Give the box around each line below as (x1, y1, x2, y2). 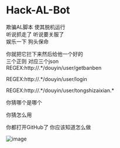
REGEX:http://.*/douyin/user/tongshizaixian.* (6, 87, 114, 94)
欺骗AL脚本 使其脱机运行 (6, 23, 66, 30)
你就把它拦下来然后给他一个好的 (6, 50, 83, 57)
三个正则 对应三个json (6, 58, 59, 65)
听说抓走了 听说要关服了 (6, 30, 64, 38)
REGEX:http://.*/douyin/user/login (6, 75, 88, 82)
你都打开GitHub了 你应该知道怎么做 (6, 124, 91, 131)
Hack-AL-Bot (6, 3, 70, 17)
